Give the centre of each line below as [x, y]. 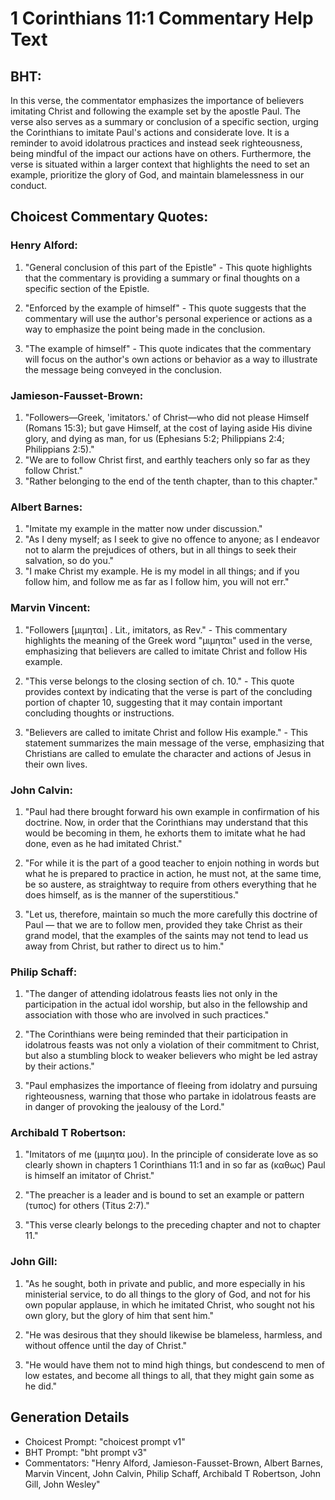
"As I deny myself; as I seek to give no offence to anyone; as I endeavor [172, 539]
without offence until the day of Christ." [106, 1345]
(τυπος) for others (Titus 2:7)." [87, 1206]
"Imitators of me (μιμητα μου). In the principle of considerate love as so [171, 1154]
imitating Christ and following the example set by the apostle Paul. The [155, 111]
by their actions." [59, 1066]
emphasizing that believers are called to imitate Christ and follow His [166, 651]
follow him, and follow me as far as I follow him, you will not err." [157, 582]
